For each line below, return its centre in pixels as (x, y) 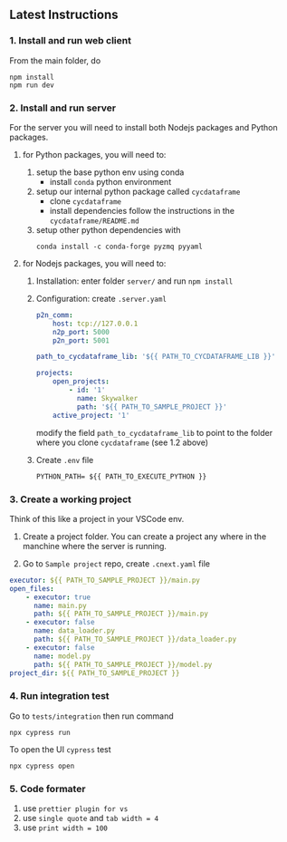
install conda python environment (110, 181)
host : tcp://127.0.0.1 (96, 324)
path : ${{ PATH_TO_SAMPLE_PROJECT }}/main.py (120, 614)
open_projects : (81, 382)
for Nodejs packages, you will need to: (94, 263)
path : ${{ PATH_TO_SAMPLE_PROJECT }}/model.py (123, 664)
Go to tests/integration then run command (91, 716)
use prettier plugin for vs (75, 808)
